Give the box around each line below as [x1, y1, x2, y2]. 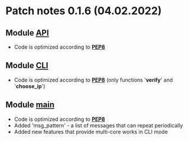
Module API [5, 28, 50, 38]
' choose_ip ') [14, 82, 45, 89]
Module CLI [5, 60, 48, 70]
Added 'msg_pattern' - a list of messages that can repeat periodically [14, 121, 184, 129]
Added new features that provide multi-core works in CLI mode [14, 128, 168, 135]
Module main [5, 100, 55, 110]
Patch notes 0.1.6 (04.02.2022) [5, 4, 162, 18]
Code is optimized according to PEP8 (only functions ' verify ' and [14, 76, 173, 84]
